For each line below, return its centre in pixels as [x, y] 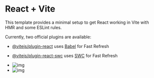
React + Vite [30, 9]
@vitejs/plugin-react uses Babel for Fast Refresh [61, 46]
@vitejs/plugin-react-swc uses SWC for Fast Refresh [65, 55]
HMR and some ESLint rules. [33, 27]
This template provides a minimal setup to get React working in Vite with [77, 22]
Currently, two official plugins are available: [48, 37]
